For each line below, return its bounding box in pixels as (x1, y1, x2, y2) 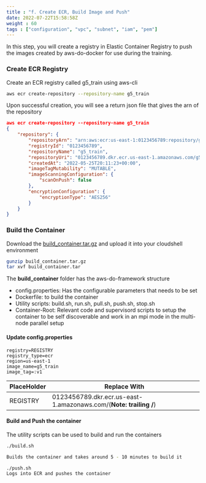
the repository (6, 108, 42, 115)
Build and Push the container (6, 417, 82, 425)
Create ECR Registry (6, 65, 69, 74)
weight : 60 (6, 20, 37, 26)
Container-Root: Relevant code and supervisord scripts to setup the (15, 306, 186, 314)
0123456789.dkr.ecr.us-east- (51, 392, 143, 401)
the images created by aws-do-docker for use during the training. (6, 50, 173, 57)
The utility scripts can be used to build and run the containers (6, 431, 162, 438)
